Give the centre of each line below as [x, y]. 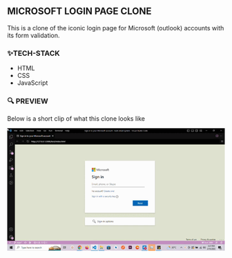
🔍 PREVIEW [28, 101]
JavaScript [32, 83]
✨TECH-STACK [33, 53]
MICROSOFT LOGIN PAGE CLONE [79, 11]
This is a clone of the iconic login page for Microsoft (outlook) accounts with [116, 28]
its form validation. [33, 35]
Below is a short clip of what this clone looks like [76, 119]
